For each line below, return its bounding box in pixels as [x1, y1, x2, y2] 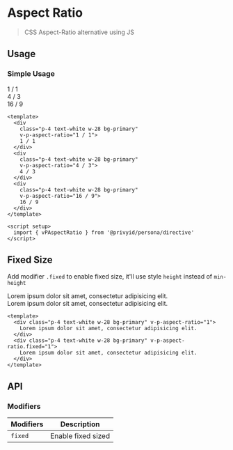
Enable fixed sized [49, 431, 110, 441]
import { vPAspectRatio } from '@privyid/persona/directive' [13, 228, 195, 236]
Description [60, 419, 100, 429]
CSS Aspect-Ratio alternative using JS [24, 28, 134, 36]
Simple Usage [7, 69, 56, 79]
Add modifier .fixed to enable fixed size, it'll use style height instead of [7, 272, 213, 281]
